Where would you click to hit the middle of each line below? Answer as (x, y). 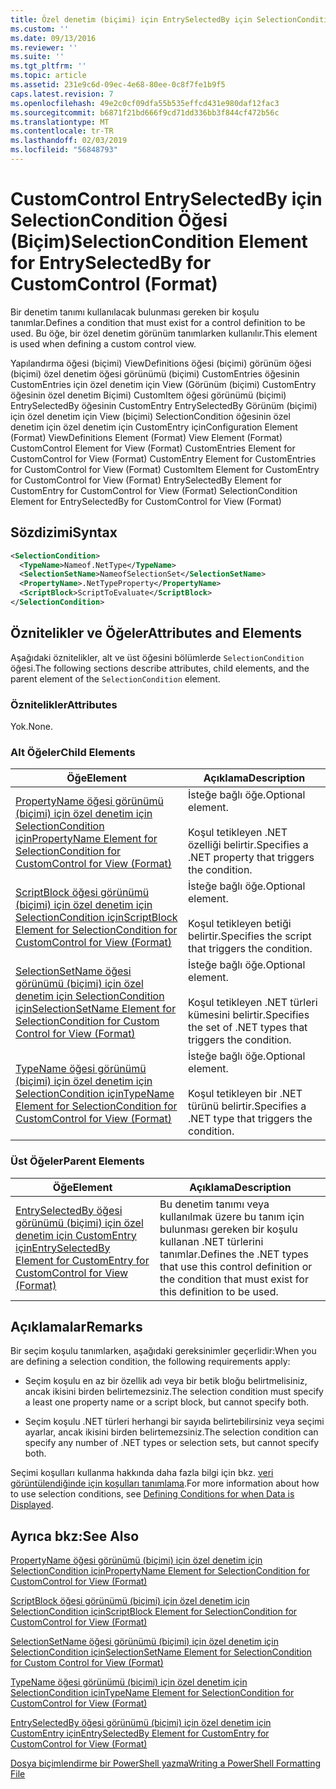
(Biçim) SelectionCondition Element (159, 242)
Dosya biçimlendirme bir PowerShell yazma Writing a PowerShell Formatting (166, 1763)
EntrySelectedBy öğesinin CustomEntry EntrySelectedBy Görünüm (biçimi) (164, 405)
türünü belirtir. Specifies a (247, 1106)
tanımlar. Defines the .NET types (234, 1254)
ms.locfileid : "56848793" (64, 150)
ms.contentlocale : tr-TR (62, 131)
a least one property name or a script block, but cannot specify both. (167, 1402)
